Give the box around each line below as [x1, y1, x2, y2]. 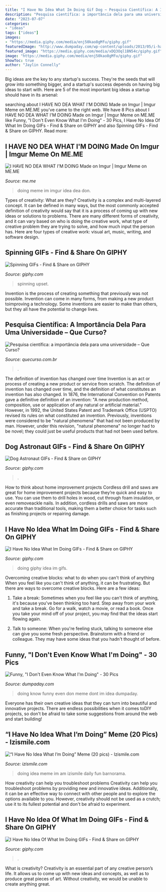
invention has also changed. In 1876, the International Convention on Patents [5, 391, 161, 397]
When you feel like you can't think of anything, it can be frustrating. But [5, 580, 150, 586]
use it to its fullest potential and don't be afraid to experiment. [5, 801, 131, 807]
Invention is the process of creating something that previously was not [5, 290, 148, 296]
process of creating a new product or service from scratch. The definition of [5, 381, 161, 387]
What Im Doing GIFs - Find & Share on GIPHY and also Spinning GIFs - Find [5, 122, 158, 129]
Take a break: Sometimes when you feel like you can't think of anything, [12, 595, 159, 601]
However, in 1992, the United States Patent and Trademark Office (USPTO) [5, 407, 157, 413]
